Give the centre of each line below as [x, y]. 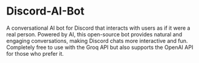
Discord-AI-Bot [46, 11]
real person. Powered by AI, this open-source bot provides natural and [94, 34]
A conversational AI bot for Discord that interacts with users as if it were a [98, 28]
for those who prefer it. [35, 53]
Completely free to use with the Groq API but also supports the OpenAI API [100, 47]
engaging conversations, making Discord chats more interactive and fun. [97, 41]
